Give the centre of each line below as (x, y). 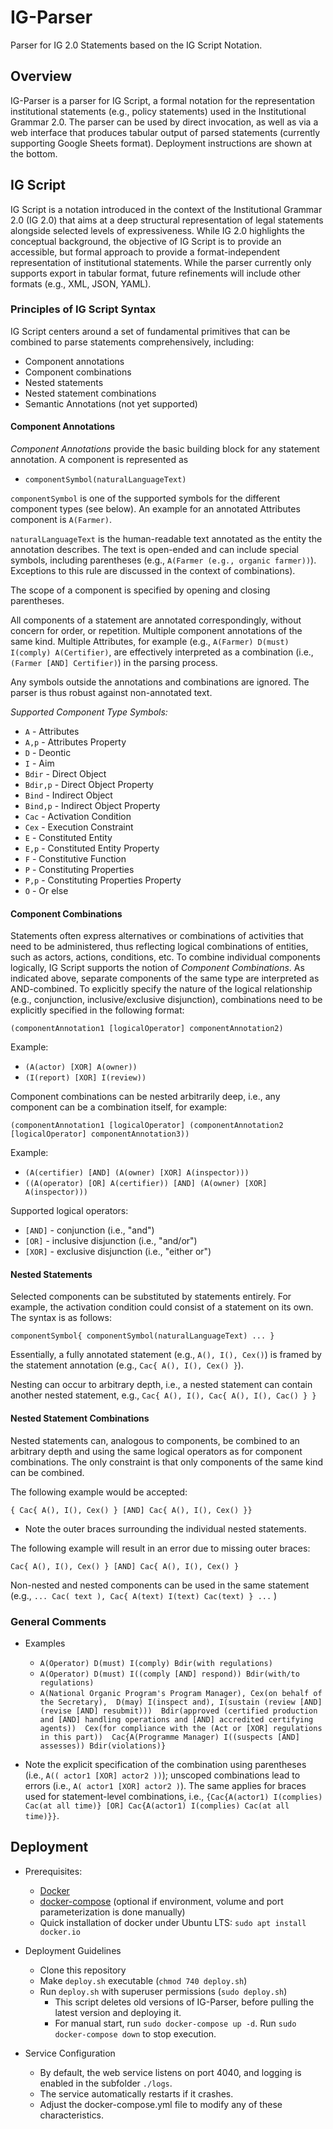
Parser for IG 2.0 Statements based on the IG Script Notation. (136, 45)
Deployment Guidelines (73, 1950)
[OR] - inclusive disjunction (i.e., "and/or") (111, 1241)
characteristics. (72, 2115)
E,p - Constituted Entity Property (92, 848)
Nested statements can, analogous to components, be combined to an (155, 1440)
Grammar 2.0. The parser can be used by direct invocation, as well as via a (164, 122)
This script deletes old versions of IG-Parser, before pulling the (184, 2002)
